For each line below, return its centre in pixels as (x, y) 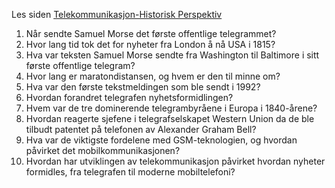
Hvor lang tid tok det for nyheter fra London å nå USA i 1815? (150, 44)
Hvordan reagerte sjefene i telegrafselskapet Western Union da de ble (170, 118)
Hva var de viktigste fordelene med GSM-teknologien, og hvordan (161, 140)
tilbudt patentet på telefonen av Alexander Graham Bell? (141, 129)
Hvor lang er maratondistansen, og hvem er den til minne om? (153, 76)
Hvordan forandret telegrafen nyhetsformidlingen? (129, 97)
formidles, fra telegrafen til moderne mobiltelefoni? (130, 172)
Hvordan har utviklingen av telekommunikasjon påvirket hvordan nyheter (175, 161)
